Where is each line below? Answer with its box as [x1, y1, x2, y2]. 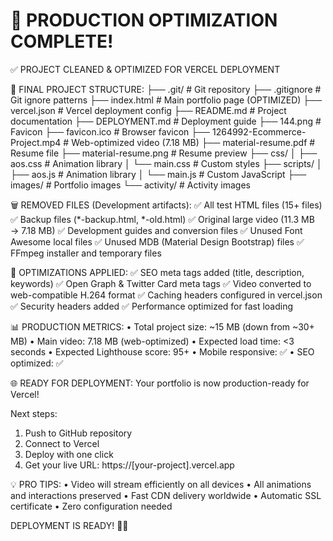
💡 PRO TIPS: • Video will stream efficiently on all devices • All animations [10, 478, 312, 490]
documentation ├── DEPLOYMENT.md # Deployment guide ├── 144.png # [10, 115, 322, 127]
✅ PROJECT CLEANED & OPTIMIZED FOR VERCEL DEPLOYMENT [10, 63, 281, 75]
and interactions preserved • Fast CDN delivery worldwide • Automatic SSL [10, 489, 322, 501]
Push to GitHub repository [24, 427, 133, 439]
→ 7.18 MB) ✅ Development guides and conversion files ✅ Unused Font [10, 224, 303, 236]
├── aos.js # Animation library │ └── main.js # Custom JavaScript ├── [10, 168, 307, 180]
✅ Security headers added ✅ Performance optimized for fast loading [10, 300, 294, 312]
